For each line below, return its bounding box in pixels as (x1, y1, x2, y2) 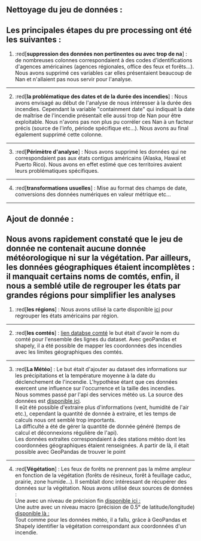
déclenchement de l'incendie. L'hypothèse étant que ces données (14, 378, 178, 386)
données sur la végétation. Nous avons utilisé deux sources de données (14, 484, 193, 492)
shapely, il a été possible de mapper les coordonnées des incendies (14, 342, 182, 349)
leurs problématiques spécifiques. (14, 167, 99, 175)
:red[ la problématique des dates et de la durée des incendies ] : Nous (14, 93, 188, 100)
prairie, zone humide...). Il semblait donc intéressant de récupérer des (14, 478, 187, 485)
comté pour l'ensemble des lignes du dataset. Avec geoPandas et (14, 336, 177, 343)
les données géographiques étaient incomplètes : (6, 262, 195, 272)
